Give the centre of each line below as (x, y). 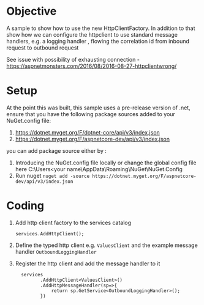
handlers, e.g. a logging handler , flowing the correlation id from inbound (98, 41)
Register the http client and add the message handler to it (88, 263)
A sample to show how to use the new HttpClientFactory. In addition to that (101, 28)
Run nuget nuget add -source (52, 175)
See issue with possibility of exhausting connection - (73, 59)
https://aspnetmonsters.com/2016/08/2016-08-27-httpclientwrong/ (92, 66)
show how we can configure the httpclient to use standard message (92, 34)
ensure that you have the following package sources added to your (91, 114)
